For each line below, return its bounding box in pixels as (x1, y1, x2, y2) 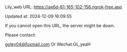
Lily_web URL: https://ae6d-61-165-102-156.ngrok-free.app (5, 4, 122, 10)
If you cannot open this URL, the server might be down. (5, 23, 115, 28)
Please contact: (5, 32, 36, 38)
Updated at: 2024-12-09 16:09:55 (5, 13, 72, 19)
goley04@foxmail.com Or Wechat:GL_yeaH (5, 41, 91, 47)
